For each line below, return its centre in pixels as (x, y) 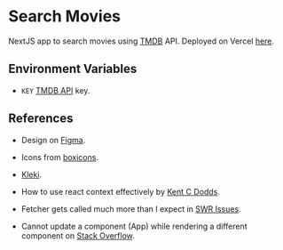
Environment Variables (73, 69)
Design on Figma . (53, 140)
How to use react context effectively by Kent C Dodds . (121, 191)
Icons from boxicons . (60, 157)
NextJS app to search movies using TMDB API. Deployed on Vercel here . (141, 41)
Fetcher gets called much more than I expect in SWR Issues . (131, 209)
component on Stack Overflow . (78, 235)
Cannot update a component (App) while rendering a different (134, 226)
